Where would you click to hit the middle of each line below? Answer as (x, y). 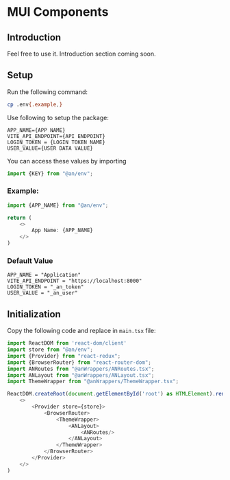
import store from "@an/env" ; (50, 350)
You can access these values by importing (67, 161)
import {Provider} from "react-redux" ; (64, 356)
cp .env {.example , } (35, 104)
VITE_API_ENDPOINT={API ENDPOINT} (56, 136)
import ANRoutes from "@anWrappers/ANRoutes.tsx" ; (81, 369)
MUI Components (58, 12)
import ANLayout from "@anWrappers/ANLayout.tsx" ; (81, 375)
